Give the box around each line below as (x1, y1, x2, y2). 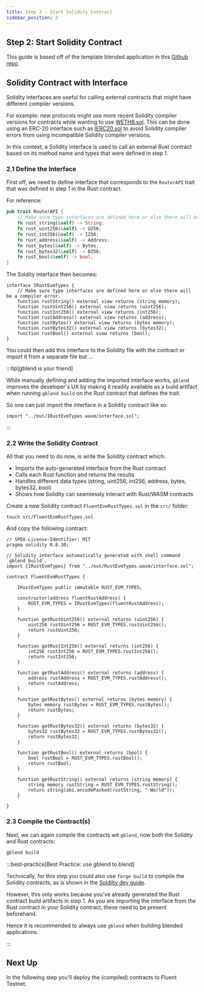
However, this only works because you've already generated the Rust (6, 890, 180, 898)
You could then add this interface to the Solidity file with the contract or (6, 347, 185, 354)
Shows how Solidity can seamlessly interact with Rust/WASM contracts (15, 491, 194, 498)
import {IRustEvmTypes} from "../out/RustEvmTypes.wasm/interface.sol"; (6, 563, 194, 570)
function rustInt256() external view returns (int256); (17, 309, 162, 316)
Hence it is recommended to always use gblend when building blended (6, 921, 183, 929)
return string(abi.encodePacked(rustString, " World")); (28, 787, 175, 793)
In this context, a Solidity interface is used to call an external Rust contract (6, 143, 192, 151)
